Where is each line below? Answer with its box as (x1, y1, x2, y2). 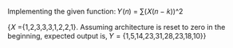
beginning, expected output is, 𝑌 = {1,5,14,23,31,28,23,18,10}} (7, 31, 207, 40)
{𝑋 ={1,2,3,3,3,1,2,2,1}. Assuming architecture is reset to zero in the (7, 23, 226, 31)
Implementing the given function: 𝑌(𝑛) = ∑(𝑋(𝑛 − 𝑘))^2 (7, 7, 184, 16)
